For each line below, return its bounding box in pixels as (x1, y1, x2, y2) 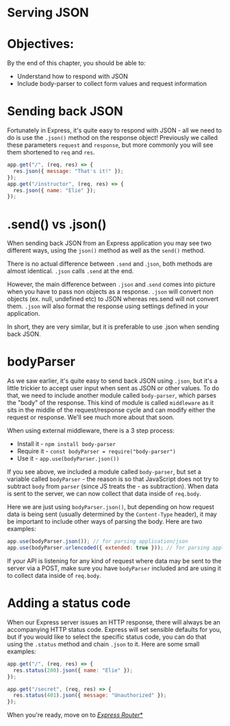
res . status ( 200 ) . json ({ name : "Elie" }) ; (13, 667, 133, 674)
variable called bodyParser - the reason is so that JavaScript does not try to (7, 475, 219, 483)
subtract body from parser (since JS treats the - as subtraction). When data (7, 482, 219, 491)
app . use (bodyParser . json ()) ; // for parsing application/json (7, 538, 188, 545)
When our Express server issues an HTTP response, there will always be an (7, 618, 220, 626)
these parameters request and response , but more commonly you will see (7, 141, 214, 149)
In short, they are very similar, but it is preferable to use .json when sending (7, 323, 220, 331)
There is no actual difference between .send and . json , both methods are (7, 259, 213, 268)
